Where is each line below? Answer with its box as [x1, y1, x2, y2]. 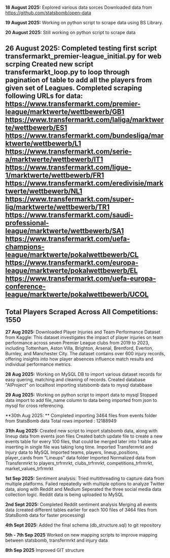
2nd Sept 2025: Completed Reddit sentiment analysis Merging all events [5, 502, 157, 508]
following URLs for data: [5, 91, 83, 101]
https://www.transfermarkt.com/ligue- [5, 163, 132, 172]
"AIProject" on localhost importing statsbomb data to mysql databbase [5, 382, 153, 388]
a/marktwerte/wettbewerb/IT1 [5, 155, 104, 164]
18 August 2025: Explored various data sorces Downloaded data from [5, 5, 152, 10]
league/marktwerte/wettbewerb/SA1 [5, 227, 124, 235]
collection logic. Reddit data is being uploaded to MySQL [5, 491, 124, 498]
